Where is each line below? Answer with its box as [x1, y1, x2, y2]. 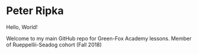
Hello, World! [6, 23, 38, 31]
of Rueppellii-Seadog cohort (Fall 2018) [6, 41, 102, 48]
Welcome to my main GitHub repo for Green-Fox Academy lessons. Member [6, 35, 192, 42]
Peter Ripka [6, 4, 64, 18]
